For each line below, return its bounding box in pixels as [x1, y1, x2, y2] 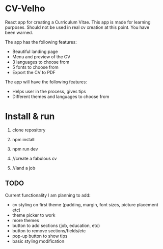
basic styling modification [12, 238, 65, 244]
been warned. [5, 29, 33, 35]
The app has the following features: [5, 39, 77, 45]
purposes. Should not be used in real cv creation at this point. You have [5, 24, 150, 30]
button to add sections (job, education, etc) [12, 223, 100, 228]
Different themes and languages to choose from [12, 94, 109, 100]
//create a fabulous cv [12, 155, 57, 161]
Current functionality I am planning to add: [5, 192, 91, 198]
